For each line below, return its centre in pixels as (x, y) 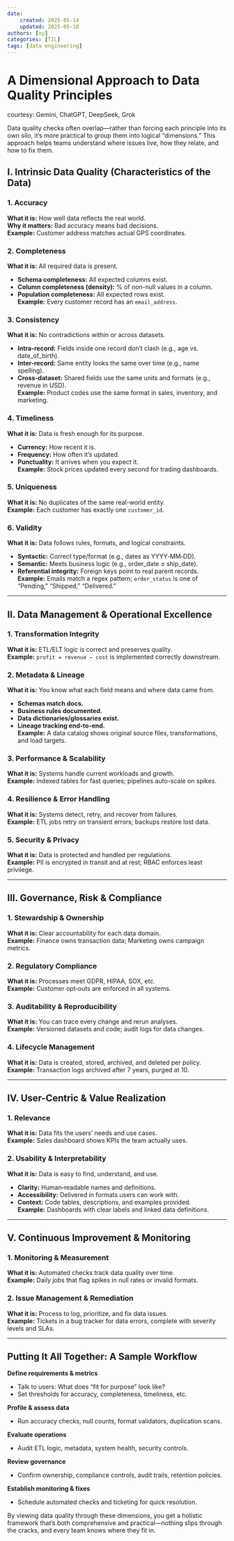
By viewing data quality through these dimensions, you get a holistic (105, 1516)
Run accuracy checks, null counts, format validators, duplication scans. (120, 1421)
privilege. (21, 869)
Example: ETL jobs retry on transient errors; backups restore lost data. (109, 822)
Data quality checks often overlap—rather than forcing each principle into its (117, 128)
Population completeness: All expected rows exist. (91, 294)
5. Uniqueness (32, 487)
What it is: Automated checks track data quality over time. (91, 1273)
